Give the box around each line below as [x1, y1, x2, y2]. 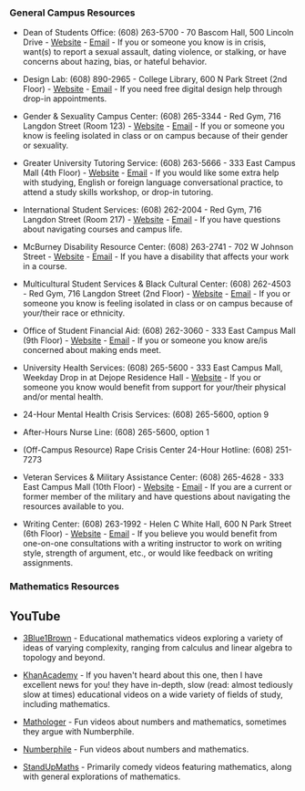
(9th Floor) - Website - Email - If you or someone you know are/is [22, 335, 269, 346]
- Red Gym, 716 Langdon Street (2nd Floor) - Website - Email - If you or [22, 288, 291, 299]
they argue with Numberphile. [22, 726, 135, 737]
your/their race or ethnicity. [22, 307, 126, 318]
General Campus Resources [9, 6, 136, 19]
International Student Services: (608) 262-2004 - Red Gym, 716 [22, 204, 262, 215]
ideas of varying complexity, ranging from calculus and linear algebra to [22, 642, 293, 653]
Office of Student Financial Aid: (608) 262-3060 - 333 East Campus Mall [22, 326, 296, 337]
